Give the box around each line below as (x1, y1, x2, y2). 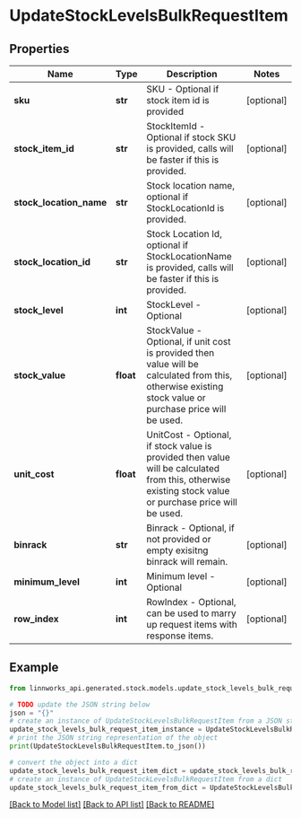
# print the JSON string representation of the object (9, 734, 219, 743)
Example (9, 660, 59, 675)
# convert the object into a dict (9, 758, 139, 767)
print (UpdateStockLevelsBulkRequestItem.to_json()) (9, 742, 206, 751)
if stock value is (146, 440, 212, 452)
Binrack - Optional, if (146, 522, 235, 534)
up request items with (146, 619, 237, 630)
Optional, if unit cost (146, 336, 231, 347)
